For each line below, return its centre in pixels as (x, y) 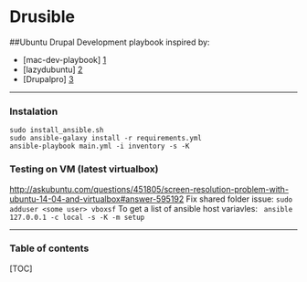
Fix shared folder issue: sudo (239, 199)
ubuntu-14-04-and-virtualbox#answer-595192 (97, 199)
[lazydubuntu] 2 (53, 69)
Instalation (34, 111)
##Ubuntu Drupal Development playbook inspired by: (110, 42)
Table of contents (49, 248)
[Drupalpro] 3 (48, 78)
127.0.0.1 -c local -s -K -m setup (77, 217)
